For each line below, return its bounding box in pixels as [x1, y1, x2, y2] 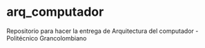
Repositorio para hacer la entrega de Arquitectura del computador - [6, 27, 199, 35]
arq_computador [6, 4, 104, 20]
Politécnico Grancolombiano [6, 34, 87, 42]
